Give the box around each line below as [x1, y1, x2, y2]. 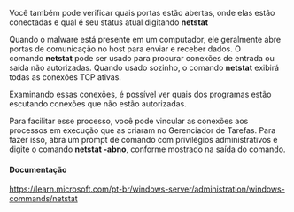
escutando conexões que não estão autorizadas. [9, 98, 188, 109]
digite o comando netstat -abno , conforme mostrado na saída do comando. [9, 144, 286, 154]
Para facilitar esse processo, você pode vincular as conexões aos [9, 115, 249, 126]
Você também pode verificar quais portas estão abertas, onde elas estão [9, 8, 275, 18]
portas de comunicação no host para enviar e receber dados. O [9, 43, 242, 54]
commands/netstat [9, 193, 78, 204]
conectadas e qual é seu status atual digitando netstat [9, 17, 209, 27]
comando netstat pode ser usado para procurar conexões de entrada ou [9, 53, 275, 63]
